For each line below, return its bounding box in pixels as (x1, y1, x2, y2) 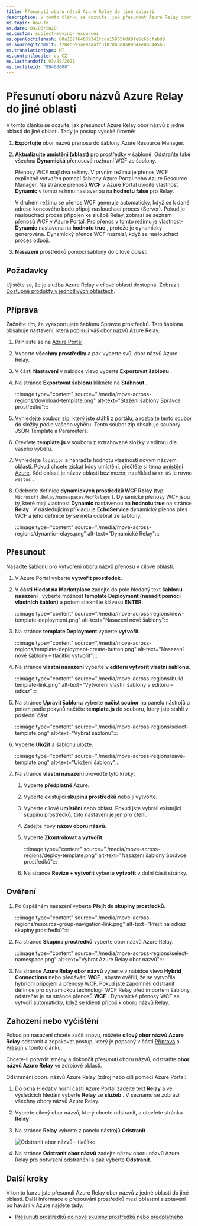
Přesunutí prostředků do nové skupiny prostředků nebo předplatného (14, 1214, 183, 1221)
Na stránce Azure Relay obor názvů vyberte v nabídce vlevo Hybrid (14, 967, 182, 975)
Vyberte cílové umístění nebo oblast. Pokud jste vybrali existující (23, 804, 181, 811)
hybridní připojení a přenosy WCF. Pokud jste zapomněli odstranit (14, 980, 175, 987)
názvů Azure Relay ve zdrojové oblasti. (6, 1062, 102, 1069)
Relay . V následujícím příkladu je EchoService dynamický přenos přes (14, 505, 188, 513)
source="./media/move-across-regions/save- (74, 752, 186, 759)
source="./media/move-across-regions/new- (74, 610, 184, 617)
